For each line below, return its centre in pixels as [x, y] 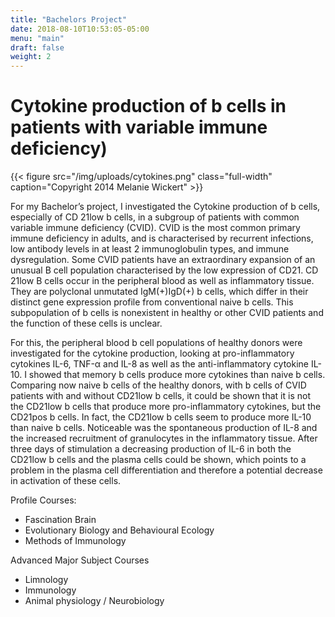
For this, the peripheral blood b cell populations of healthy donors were [156, 343]
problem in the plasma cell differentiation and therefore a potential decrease [166, 470]
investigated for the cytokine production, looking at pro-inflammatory [152, 353]
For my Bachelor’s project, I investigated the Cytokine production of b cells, [165, 207]
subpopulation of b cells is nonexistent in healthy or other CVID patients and [167, 313]
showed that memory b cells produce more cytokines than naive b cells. [177, 375]
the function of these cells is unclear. [86, 323]
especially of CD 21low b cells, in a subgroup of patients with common [155, 217]
